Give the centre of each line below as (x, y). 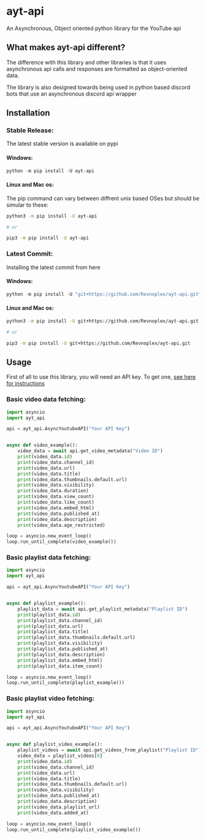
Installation (28, 113)
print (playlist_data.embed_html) (60, 660)
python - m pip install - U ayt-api (51, 171)
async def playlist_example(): (46, 604)
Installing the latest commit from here (53, 267)
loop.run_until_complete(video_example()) (61, 542)
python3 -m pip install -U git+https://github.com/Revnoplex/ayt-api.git (103, 321)
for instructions (25, 384)
